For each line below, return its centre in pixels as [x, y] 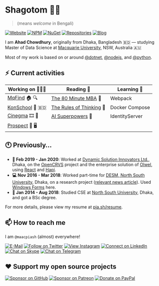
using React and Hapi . [34, 170]
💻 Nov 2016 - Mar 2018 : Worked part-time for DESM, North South [78, 175]
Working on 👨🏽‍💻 [27, 89]
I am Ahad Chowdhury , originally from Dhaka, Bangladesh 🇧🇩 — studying [80, 42]
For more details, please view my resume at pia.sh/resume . [64, 207]
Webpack [121, 98]
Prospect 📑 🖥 [22, 126]
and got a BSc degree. [34, 197]
